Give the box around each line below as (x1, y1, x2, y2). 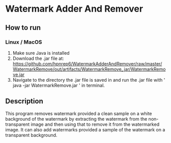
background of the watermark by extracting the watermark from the (5, 116, 148, 122)
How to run (5, 23, 41, 32)
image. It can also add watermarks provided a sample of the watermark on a (5, 126, 165, 132)
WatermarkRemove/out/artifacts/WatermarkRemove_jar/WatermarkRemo (12, 66, 166, 72)
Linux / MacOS (5, 39, 42, 46)
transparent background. (5, 132, 58, 138)
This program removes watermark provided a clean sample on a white (5, 110, 152, 117)
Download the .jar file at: (12, 55, 65, 61)
